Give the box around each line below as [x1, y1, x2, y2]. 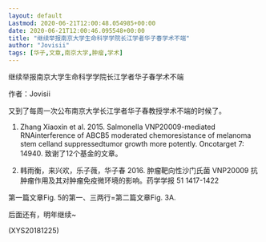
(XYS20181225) [8, 226, 60, 235]
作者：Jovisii [8, 89, 50, 99]
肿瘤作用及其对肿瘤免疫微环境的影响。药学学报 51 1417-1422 [19, 175, 220, 185]
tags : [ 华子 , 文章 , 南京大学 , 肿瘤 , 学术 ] [8, 49, 123, 57]
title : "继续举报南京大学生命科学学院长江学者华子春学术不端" [8, 34, 190, 42]
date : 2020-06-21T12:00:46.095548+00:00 [8, 26, 146, 34]
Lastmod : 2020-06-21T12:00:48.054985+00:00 [8, 19, 156, 27]
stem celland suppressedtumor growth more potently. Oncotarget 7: [19, 139, 244, 148]
